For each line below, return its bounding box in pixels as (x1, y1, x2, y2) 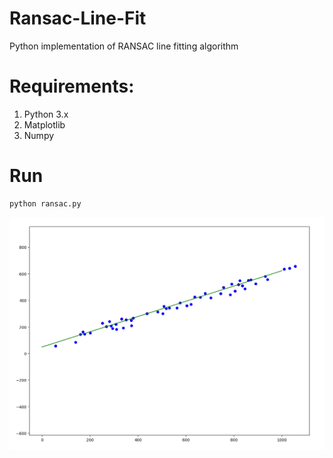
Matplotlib (23, 118, 66, 131)
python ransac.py (9, 198, 82, 209)
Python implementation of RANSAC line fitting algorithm (9, 40, 239, 52)
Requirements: (9, 75, 135, 98)
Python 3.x (23, 108, 69, 120)
